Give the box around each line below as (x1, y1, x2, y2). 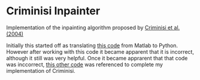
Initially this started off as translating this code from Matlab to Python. (6, 42, 178, 49)
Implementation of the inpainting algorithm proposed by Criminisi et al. (6, 24, 180, 31)
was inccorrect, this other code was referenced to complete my (6, 61, 163, 68)
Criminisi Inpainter (6, 4, 101, 18)
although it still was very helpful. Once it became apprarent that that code (6, 54, 188, 61)
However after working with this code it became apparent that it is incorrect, (6, 48, 195, 55)
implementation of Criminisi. (6, 67, 76, 74)
